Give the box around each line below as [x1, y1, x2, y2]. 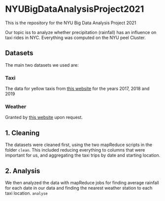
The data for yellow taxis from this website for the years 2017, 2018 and [5, 85, 150, 92]
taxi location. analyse [5, 190, 48, 196]
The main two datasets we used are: [5, 62, 79, 68]
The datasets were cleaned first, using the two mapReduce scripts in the [5, 142, 153, 148]
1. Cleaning [5, 128, 40, 137]
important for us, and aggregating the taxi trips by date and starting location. [5, 152, 161, 159]
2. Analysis [5, 166, 40, 175]
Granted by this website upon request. [5, 115, 83, 121]
